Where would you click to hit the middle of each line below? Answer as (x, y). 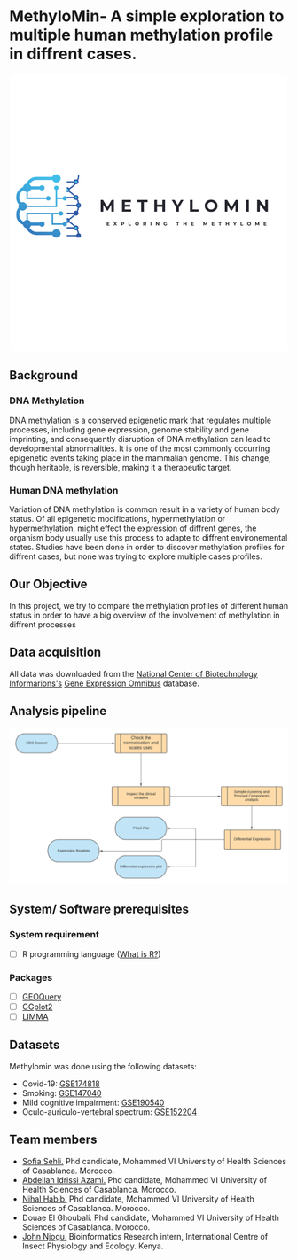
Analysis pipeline (58, 711)
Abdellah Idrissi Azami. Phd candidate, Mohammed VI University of (145, 1179)
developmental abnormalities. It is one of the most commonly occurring (140, 448)
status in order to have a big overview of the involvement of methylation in (145, 615)
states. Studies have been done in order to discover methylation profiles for (147, 547)
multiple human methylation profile (141, 35)
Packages (31, 977)
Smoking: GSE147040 (62, 1093)
